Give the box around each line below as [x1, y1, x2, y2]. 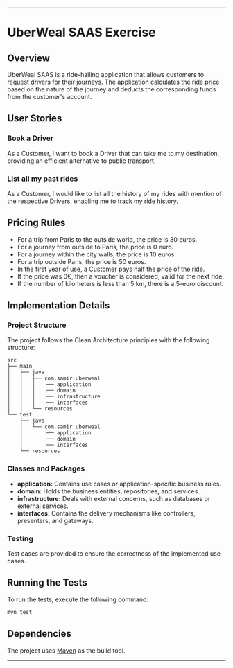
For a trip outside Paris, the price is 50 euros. [17, 257, 146, 265]
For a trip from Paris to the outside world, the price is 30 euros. [17, 235, 198, 243]
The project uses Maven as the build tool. [7, 646, 126, 655]
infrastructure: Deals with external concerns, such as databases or [17, 494, 211, 502]
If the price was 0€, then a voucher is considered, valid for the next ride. [17, 272, 224, 281]
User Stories [7, 112, 62, 125]
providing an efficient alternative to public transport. [7, 157, 156, 165]
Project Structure [7, 320, 67, 330]
